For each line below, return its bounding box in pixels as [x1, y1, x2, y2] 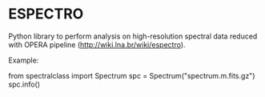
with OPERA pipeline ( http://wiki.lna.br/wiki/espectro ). [8, 39, 186, 49]
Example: [8, 55, 39, 65]
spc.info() [8, 79, 41, 89]
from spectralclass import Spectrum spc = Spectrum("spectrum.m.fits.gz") [8, 71, 255, 80]
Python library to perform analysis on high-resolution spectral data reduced [8, 31, 258, 41]
